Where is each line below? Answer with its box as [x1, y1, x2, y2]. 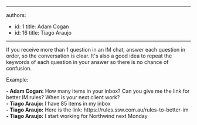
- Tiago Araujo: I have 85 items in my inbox [6, 100, 111, 107]
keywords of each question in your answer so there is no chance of [6, 59, 169, 65]
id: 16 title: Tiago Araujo [14, 29, 72, 36]
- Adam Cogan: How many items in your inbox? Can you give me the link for [6, 87, 190, 94]
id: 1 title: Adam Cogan [14, 23, 69, 30]
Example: [6, 76, 29, 83]
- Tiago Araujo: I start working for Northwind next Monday [6, 113, 148, 119]
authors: [6, 12, 26, 18]
